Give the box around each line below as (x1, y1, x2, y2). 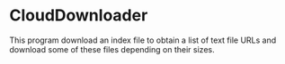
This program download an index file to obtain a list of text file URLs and (9, 35, 277, 45)
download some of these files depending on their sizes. (9, 44, 215, 54)
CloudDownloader (9, 5, 148, 26)
